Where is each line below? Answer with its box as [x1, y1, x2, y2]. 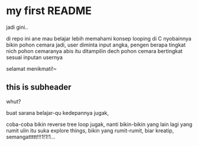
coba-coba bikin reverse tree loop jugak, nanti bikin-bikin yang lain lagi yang [6, 121, 193, 128]
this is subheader [6, 82, 72, 92]
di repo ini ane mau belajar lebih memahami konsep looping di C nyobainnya [6, 35, 192, 42]
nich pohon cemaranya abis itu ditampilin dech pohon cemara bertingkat [6, 47, 183, 54]
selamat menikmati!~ [6, 65, 57, 72]
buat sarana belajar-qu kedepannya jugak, [6, 109, 109, 116]
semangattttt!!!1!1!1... [6, 133, 56, 140]
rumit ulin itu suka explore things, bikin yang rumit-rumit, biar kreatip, [6, 127, 174, 134]
